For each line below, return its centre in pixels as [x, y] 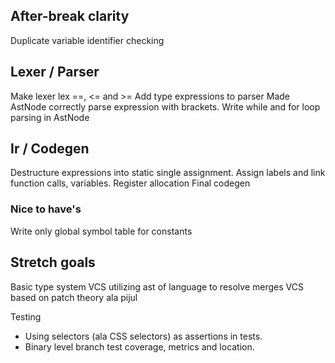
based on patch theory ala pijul [74, 297]
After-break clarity [70, 16]
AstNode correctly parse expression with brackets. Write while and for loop [165, 106]
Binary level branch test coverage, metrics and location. [139, 346]
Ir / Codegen [50, 149]
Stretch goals [53, 262]
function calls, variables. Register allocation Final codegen [130, 183]
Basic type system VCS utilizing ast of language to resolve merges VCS [157, 286]
